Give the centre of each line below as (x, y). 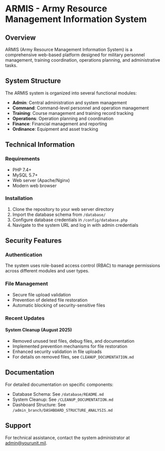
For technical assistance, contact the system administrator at (68, 438)
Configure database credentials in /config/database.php (70, 220)
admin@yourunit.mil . (26, 443)
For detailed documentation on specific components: (59, 384)
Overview (21, 38)
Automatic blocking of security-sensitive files (59, 305)
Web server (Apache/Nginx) (41, 180)
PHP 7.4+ (22, 170)
